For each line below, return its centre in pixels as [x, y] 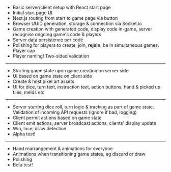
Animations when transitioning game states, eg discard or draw [79, 154]
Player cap [24, 51]
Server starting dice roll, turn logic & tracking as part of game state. [83, 107]
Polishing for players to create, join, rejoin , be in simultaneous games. [86, 45]
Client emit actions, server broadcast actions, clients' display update [84, 123]
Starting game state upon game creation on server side [70, 70]
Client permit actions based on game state [57, 118]
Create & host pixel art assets [44, 81]
